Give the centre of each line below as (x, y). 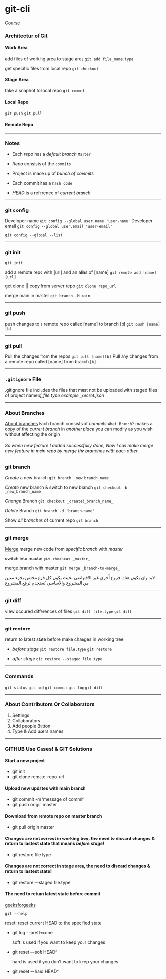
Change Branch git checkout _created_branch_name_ (59, 501)
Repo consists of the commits (41, 164)
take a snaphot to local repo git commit (45, 91)
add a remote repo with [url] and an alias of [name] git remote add (73, 272)
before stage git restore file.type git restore (62, 649)
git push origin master (35, 805)
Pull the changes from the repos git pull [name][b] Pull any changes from (82, 356)
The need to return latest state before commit (53, 894)
